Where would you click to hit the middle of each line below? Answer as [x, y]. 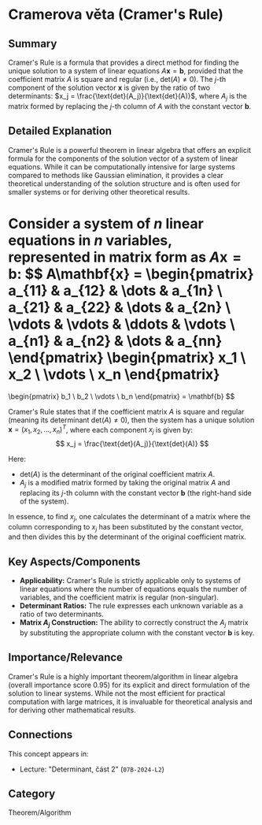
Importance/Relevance [66, 658]
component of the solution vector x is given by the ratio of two [109, 87]
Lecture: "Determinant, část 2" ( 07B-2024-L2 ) [92, 769]
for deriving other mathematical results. [72, 710]
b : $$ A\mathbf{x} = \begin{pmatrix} [131, 274]
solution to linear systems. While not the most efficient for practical [117, 693]
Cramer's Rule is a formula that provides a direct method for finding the [124, 62]
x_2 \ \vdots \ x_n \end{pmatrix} [114, 374]
